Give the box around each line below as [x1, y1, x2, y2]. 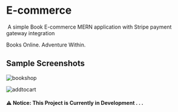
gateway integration [6, 29, 55, 36]
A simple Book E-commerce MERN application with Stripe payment [7, 23, 172, 30]
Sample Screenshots [6, 58, 85, 69]
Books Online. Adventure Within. [6, 41, 86, 48]
